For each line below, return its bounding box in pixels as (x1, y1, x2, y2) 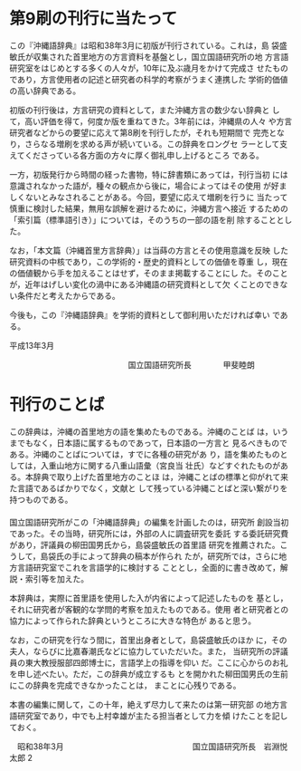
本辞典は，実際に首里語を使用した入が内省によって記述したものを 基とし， (9, 593, 288, 603)
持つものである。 (9, 494, 73, 505)
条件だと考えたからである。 (16, 290, 120, 301)
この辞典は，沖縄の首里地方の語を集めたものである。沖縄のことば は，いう (9, 426, 289, 437)
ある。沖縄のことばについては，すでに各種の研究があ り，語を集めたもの (9, 448, 280, 459)
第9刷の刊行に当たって (9, 8, 178, 29)
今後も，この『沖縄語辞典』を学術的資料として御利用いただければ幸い (9, 309, 271, 320)
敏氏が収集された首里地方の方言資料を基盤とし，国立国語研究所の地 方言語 (9, 51, 289, 62)
